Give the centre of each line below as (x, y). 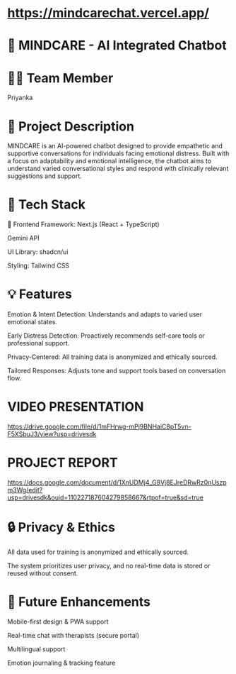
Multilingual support (36, 649)
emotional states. (33, 322)
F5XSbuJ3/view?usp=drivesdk (52, 434)
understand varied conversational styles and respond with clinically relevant (118, 169)
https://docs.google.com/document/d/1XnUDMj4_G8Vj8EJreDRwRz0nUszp (117, 482)
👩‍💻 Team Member (60, 78)
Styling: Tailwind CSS (38, 266)
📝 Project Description (71, 126)
